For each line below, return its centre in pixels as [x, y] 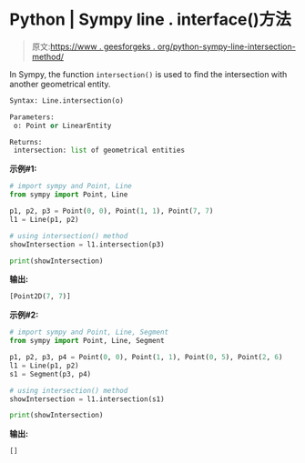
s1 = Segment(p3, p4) [51, 374]
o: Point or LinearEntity [62, 126]
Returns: [26, 142]
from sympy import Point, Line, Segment [87, 341]
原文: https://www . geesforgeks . [93, 46]
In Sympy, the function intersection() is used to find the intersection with [148, 74]
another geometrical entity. [60, 84]
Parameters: [32, 117]
